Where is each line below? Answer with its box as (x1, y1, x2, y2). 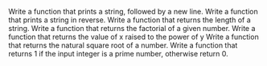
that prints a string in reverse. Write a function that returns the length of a (8, 15, 251, 25)
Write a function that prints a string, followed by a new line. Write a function (8, 7, 259, 16)
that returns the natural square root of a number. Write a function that (8, 41, 238, 50)
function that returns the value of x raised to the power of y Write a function (8, 32, 259, 41)
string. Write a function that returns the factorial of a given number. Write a (8, 24, 256, 33)
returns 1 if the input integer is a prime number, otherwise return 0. (8, 49, 229, 58)
